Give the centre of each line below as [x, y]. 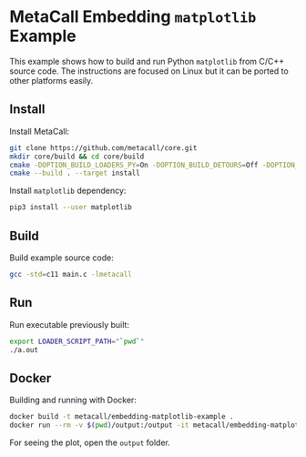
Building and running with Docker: [73, 400]
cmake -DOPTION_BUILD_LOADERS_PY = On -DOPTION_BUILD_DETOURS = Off [134, 165]
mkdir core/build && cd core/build [77, 157]
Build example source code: [61, 258]
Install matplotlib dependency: [68, 191]
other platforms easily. [51, 80]
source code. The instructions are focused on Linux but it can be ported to [149, 71]
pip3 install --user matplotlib [71, 208]
